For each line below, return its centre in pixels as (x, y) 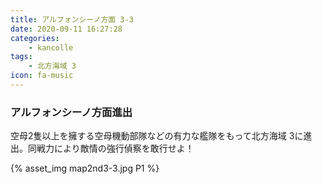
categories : (35, 38)
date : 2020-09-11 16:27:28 (66, 29)
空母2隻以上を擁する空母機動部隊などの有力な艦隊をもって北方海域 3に (157, 136)
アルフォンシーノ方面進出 (71, 112)
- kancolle (51, 47)
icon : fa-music (42, 76)
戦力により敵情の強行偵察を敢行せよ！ (115, 148)
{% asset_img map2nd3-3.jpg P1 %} (85, 168)
